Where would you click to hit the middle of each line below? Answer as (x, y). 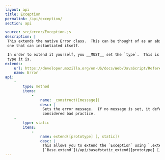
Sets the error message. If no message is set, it (96, 109)
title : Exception (23, 14)
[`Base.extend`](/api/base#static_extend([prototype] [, (102, 150)
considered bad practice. (69, 114)
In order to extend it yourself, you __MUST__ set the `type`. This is (83, 54)
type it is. (19, 59)
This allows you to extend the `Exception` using (94, 146)
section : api (18, 23)
